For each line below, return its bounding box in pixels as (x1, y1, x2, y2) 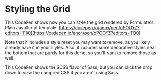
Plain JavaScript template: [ (5, 24, 61, 30)
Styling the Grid (5, 3, 70, 15)
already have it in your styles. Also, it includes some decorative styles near (5, 44, 156, 50)
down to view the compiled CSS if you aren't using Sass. (5, 69, 119, 75)
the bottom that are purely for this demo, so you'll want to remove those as (5, 50, 156, 56)
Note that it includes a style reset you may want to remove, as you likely (5, 39, 150, 45)
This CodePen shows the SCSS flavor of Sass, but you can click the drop (5, 64, 153, 70)
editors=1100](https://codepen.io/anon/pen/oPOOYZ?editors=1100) (5, 30, 141, 36)
